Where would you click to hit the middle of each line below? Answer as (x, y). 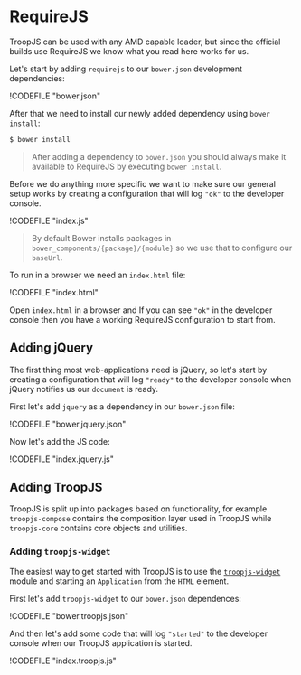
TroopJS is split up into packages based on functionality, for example (138, 509)
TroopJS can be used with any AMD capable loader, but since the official (145, 42)
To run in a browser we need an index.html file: (98, 275)
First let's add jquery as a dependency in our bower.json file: (122, 406)
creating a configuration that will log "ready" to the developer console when (150, 379)
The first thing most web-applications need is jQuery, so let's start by (138, 370)
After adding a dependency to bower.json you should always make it (159, 156)
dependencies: (37, 78)
